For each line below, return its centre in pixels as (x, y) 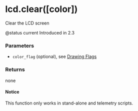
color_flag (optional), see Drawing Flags (54, 56)
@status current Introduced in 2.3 (40, 32)
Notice (12, 92)
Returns (15, 69)
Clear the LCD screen (27, 23)
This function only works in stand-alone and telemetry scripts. (69, 103)
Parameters (19, 45)
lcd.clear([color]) (41, 9)
